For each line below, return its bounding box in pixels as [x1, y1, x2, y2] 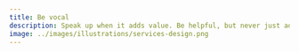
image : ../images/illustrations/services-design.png [9, 29, 209, 38]
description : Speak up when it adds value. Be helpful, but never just [9, 21, 280, 30]
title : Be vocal [9, 12, 69, 22]
